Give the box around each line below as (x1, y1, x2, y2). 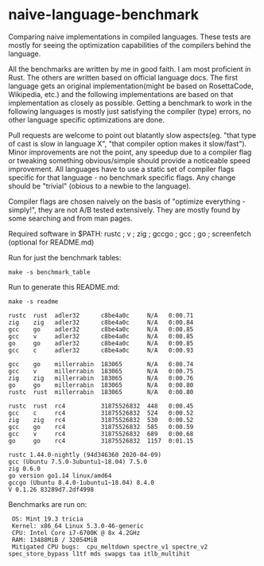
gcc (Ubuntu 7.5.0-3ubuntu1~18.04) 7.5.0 (8, 458, 148, 466)
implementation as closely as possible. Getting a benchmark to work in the (8, 98, 253, 107)
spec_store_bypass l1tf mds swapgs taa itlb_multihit (8, 549, 191, 558)
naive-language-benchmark (8, 6, 200, 24)
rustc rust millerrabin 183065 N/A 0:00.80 (8, 388, 194, 396)
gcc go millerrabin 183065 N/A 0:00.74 (8, 360, 194, 368)
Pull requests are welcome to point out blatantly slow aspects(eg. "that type (8, 130, 257, 140)
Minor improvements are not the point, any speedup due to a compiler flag (8, 147, 252, 157)
